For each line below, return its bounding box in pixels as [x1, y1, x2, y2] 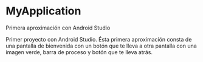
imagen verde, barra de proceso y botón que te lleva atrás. [5, 48, 153, 55]
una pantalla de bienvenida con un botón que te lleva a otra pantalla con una [5, 42, 197, 49]
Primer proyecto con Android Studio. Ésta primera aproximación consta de [5, 36, 192, 43]
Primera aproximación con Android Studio [5, 24, 111, 31]
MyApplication [5, 4, 81, 18]
